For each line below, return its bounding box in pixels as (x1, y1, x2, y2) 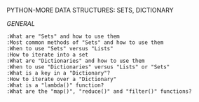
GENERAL (6, 20, 36, 27)
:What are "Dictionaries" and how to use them (6, 57, 145, 64)
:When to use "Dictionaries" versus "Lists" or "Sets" (6, 64, 170, 71)
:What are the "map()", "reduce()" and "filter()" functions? (6, 88, 192, 95)
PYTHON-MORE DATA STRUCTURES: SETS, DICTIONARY (6, 6, 174, 14)
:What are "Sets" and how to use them (6, 33, 120, 40)
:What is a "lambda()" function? (6, 82, 104, 89)
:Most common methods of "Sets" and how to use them (6, 39, 164, 46)
